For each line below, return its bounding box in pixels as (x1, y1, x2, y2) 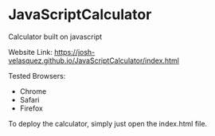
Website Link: (8, 47, 53, 56)
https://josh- (54, 47, 96, 56)
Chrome (19, 86, 47, 96)
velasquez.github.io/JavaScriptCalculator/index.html (8, 56, 179, 65)
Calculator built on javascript (8, 32, 103, 41)
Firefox (19, 103, 44, 113)
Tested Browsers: (8, 71, 66, 80)
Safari (19, 95, 40, 104)
